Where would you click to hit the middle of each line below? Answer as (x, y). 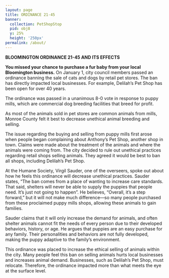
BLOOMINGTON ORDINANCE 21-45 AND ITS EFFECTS (63, 57)
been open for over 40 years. (36, 88)
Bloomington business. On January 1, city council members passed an (79, 72)
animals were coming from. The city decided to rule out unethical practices (83, 150)
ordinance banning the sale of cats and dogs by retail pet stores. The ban (81, 78)
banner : (13, 19)
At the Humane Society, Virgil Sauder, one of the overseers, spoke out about (84, 170)
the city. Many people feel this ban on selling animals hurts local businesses (84, 254)
